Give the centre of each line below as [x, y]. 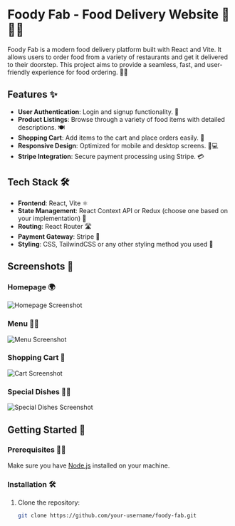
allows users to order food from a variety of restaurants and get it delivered [118, 57]
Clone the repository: [49, 502]
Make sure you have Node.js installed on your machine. [89, 465]
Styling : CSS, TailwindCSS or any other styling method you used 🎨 [115, 244]
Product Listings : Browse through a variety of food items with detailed [121, 119]
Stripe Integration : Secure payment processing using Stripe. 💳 [111, 156]
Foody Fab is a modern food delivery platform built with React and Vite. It [115, 49]
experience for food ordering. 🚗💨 [80, 72]
